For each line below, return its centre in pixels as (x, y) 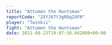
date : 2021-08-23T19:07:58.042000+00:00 (56, 33)
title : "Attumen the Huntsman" (44, 11)
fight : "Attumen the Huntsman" (44, 28)
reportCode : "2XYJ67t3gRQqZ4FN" (45, 17)
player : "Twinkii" (28, 22)
